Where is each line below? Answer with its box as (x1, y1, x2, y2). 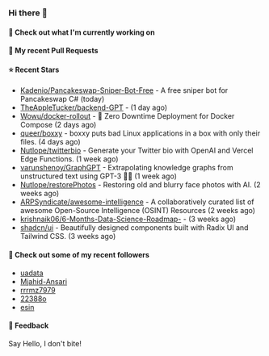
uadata (19, 268, 44, 278)
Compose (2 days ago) (19, 120, 97, 130)
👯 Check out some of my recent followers (8, 249, 149, 259)
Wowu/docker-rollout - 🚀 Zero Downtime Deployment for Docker (19, 111, 235, 121)
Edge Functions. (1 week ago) (19, 154, 119, 164)
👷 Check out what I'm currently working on (8, 27, 155, 37)
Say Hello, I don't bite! (8, 338, 82, 348)
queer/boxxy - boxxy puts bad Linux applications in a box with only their (19, 128, 261, 138)
